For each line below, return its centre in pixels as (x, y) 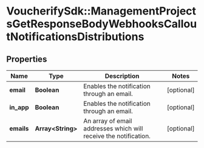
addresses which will (113, 128)
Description (122, 76)
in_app (19, 107)
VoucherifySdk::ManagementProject (101, 11)
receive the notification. (117, 136)
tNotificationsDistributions (75, 37)
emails (19, 128)
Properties (27, 59)
